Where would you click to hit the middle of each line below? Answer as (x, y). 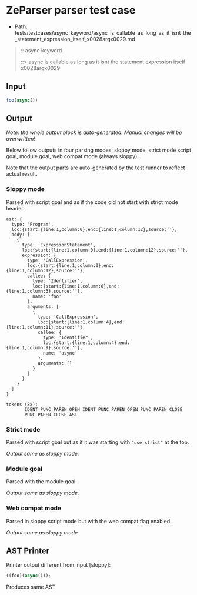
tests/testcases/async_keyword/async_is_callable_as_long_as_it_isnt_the (103, 32)
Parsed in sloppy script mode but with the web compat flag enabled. (89, 521)
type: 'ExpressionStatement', (59, 245)
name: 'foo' (47, 296)
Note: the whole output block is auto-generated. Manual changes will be (94, 132)
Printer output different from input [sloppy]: (58, 565)
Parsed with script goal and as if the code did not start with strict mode (92, 202)
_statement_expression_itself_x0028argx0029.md (75, 39)
